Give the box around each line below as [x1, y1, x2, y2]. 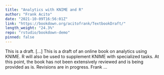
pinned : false [5, 35, 35, 40]
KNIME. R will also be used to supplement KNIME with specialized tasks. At [5, 53, 160, 59]
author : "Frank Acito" [5, 12, 52, 17]
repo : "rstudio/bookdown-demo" [5, 30, 70, 35]
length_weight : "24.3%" [5, 26, 55, 31]
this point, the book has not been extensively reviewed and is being [5, 59, 144, 65]
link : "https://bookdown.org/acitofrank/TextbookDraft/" [5, 21, 126, 26]
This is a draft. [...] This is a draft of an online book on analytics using [5, 48, 147, 54]
